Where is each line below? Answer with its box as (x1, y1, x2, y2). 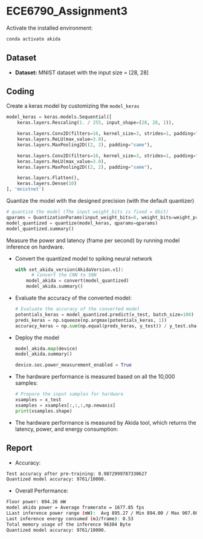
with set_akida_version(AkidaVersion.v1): (14, 266, 124, 273)
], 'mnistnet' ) (6, 186, 45, 192)
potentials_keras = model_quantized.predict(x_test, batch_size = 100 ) (14, 312, 195, 318)
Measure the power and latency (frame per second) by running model (6, 237, 180, 244)
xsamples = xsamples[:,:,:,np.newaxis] (14, 402, 116, 408)
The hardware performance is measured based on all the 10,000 (14, 373, 175, 381)
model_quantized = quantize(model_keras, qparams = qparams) (6, 220, 158, 226)
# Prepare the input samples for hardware (14, 391, 124, 397)
